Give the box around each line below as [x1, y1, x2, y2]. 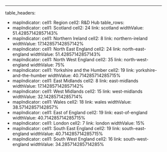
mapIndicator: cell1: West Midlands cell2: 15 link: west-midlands [12, 88, 143, 94]
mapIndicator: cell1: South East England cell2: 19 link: [12, 126, 121, 131]
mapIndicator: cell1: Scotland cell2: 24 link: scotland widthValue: [12, 25, 144, 30]
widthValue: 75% [30, 62, 65, 68]
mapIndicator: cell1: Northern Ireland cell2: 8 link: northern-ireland [12, 35, 148, 41]
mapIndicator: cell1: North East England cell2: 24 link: [12, 46, 122, 52]
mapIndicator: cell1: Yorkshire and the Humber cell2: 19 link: [12, 67, 135, 73]
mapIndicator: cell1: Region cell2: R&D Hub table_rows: [12, 19, 124, 25]
